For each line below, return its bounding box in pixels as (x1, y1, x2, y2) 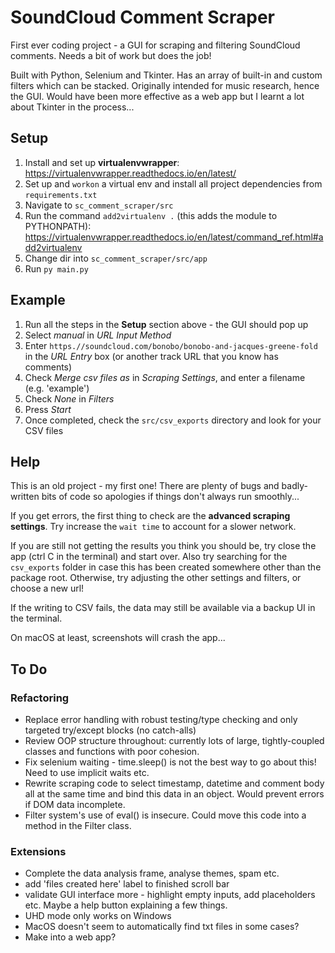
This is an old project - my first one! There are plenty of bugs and (10, 480, 280, 492)
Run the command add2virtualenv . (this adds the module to (24, 209, 278, 221)
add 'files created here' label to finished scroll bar (24, 878, 230, 890)
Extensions (10, 844, 67, 858)
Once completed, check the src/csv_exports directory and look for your (24, 414, 322, 426)
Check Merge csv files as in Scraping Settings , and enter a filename (24, 371, 306, 383)
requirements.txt (24, 190, 98, 200)
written (10, 491, 40, 503)
